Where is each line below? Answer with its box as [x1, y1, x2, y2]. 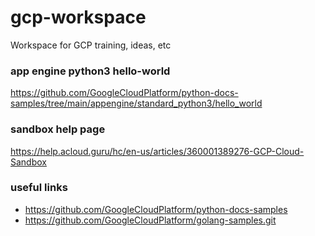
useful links [10, 181, 68, 195]
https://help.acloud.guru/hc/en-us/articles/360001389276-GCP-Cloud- [10, 145, 305, 157]
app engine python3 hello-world [10, 64, 171, 78]
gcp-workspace [10, 6, 147, 29]
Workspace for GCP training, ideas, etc [10, 39, 172, 51]
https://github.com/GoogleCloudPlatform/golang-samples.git [24, 214, 277, 226]
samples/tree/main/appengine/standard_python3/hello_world [10, 97, 263, 110]
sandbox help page [10, 122, 106, 136]
